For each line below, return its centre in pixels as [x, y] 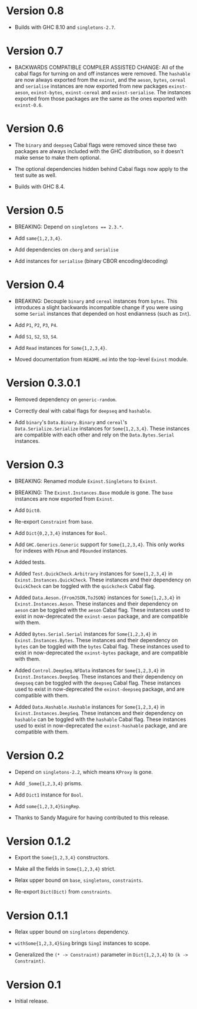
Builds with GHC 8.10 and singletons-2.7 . [65, 27]
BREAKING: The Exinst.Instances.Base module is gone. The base [94, 492]
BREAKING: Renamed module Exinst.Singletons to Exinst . [86, 481]
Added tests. [30, 562]
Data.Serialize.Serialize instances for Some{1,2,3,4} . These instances [102, 428]
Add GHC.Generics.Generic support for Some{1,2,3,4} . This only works [99, 544]
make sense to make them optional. [58, 157]
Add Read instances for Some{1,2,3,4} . [61, 348]
